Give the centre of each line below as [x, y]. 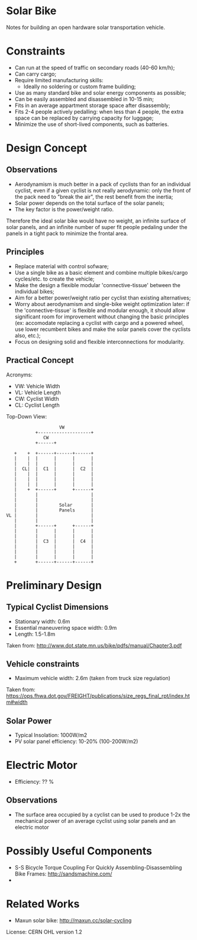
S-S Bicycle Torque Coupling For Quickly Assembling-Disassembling [98, 867]
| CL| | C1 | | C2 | [54, 469]
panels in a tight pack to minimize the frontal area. [67, 233]
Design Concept [47, 148]
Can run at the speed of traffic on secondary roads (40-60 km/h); [95, 67]
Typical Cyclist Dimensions [57, 607]
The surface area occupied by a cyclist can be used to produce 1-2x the [102, 815]
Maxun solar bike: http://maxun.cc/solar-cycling [73, 920]
